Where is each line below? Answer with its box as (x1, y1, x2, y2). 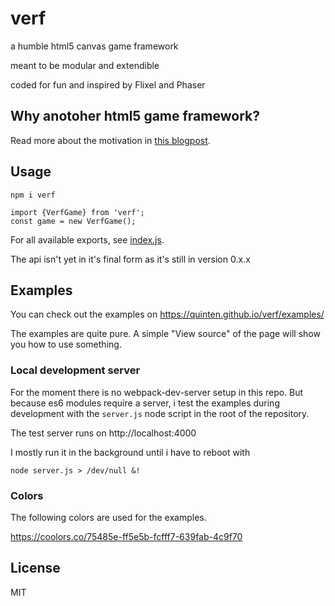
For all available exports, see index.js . (10, 233, 165, 246)
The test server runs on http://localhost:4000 (10, 427, 197, 439)
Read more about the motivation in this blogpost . (10, 134, 211, 146)
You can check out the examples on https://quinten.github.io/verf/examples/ (10, 308, 325, 321)
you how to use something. (10, 338, 122, 351)
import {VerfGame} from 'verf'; (10, 207, 145, 217)
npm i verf (10, 190, 56, 200)
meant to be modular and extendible (10, 59, 160, 71)
